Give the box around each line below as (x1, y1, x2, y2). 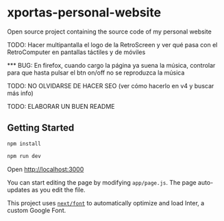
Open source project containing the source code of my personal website (7, 27, 212, 36)
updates (7, 185, 31, 194)
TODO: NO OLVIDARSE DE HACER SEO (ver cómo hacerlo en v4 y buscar (7, 81, 214, 90)
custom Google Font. (7, 206, 66, 214)
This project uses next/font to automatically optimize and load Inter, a (7, 198, 205, 207)
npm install (7, 140, 41, 147)
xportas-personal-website (7, 5, 162, 21)
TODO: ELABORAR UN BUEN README (7, 102, 115, 110)
